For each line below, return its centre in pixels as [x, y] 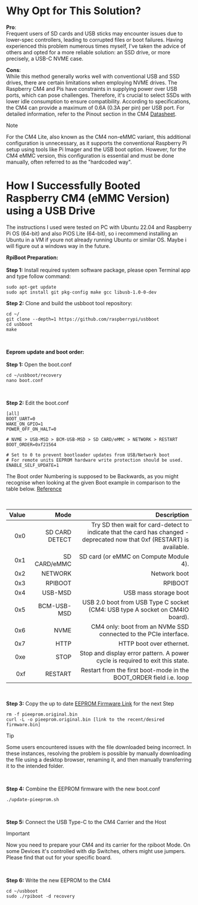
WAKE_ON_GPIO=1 [25, 424]
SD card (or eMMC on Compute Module [134, 556]
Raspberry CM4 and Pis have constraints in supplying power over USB [92, 89]
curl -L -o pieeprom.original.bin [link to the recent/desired [85, 719]
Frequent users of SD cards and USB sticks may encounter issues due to [94, 33]
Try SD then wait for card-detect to [140, 525]
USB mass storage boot [156, 593]
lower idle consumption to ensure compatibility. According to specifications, [98, 101]
